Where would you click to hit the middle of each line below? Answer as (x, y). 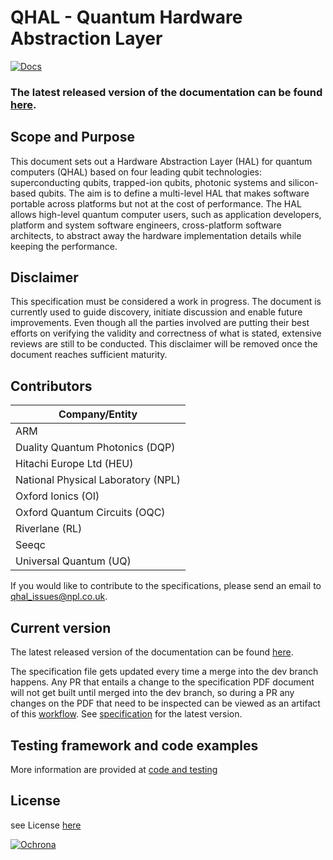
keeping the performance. (64, 246)
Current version (61, 627)
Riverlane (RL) (49, 529)
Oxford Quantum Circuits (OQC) (90, 513)
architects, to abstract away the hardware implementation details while (156, 235)
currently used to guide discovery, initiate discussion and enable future (156, 312)
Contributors (51, 386)
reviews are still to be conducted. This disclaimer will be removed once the (164, 344)
